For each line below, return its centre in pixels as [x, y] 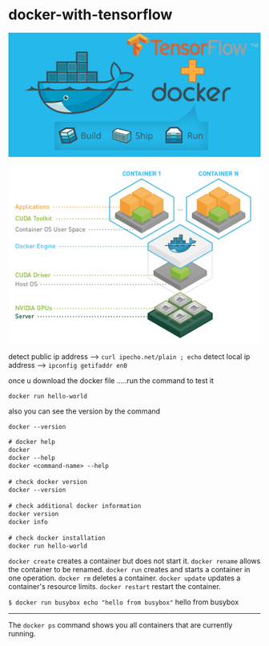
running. [22, 633]
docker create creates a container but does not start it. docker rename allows [134, 561]
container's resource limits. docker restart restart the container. [115, 586]
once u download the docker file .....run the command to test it [111, 380]
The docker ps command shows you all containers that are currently [120, 625]
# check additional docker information [75, 506]
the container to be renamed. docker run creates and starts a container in [129, 569]
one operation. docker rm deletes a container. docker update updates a [124, 578]
